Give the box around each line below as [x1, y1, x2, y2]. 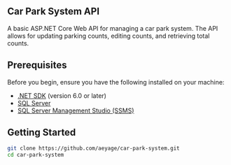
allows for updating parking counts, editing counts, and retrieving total [7, 31, 210, 40]
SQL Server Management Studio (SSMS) [17, 106, 134, 115]
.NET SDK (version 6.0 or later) [17, 91, 107, 100]
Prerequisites [7, 59, 67, 71]
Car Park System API [7, 6, 100, 17]
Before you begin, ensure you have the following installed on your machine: [7, 78, 225, 86]
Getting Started [7, 127, 76, 138]
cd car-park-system [7, 152, 64, 159]
